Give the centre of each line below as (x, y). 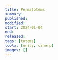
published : (16, 18)
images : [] (16, 50)
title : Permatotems (25, 9)
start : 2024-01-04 (24, 28)
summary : (14, 14)
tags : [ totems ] (21, 41)
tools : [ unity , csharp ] (29, 45)
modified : (15, 23)
